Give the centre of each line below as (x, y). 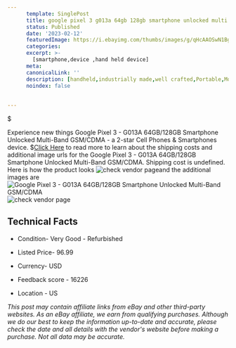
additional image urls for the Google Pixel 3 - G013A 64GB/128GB (102, 155)
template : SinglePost (58, 14)
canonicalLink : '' (53, 72)
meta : (34, 66)
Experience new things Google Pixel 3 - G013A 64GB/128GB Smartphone (113, 132)
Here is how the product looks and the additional (109, 170)
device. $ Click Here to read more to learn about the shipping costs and (110, 147)
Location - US (38, 293)
